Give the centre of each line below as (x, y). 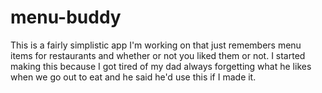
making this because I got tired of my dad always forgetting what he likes (161, 66)
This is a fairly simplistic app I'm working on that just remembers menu (156, 45)
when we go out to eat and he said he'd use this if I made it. (133, 77)
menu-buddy (66, 17)
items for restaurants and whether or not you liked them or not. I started (158, 55)
